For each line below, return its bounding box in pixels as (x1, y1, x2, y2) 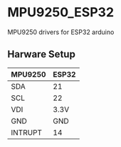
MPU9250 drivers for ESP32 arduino (7, 28, 115, 36)
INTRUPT (11, 127, 43, 137)
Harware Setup (7, 48, 76, 60)
